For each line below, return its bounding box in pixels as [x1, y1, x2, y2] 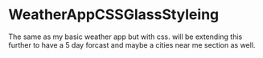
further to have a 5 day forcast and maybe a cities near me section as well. [8, 40, 256, 49]
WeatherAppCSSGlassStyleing [8, 6, 220, 24]
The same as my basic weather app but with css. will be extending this [8, 32, 243, 41]
